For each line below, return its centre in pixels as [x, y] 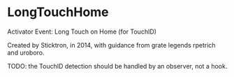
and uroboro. [26, 52]
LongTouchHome [58, 12]
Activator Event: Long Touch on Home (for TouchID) [82, 31]
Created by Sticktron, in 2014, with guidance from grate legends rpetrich [111, 45]
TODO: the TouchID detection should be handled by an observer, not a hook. [117, 66]
